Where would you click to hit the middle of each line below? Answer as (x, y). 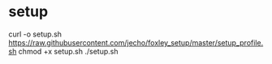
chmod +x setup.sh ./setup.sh (68, 51)
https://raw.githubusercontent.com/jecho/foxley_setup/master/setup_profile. (136, 42)
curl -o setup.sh (35, 34)
